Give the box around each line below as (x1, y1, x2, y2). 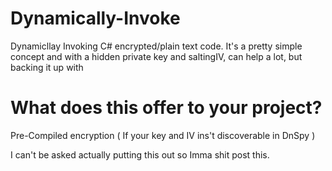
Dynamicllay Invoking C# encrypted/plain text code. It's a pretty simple (10, 40, 303, 52)
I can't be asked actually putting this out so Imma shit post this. (10, 148, 270, 161)
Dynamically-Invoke (10, 7, 181, 30)
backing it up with (10, 61, 84, 73)
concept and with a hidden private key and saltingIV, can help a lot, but (10, 50, 303, 62)
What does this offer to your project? (10, 97, 323, 119)
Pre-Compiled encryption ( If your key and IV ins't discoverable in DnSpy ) (10, 129, 316, 141)
